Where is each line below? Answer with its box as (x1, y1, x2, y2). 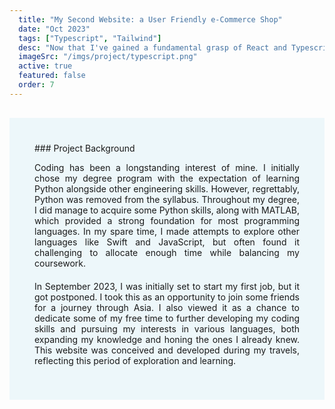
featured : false (18, 71, 86, 81)
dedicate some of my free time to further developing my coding (34, 312, 300, 324)
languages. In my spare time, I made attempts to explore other (34, 225, 300, 237)
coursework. (34, 257, 87, 269)
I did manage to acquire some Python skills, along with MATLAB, (34, 204, 300, 216)
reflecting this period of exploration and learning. (34, 354, 237, 366)
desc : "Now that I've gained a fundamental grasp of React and (18, 42, 287, 53)
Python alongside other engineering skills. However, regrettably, (34, 182, 300, 195)
